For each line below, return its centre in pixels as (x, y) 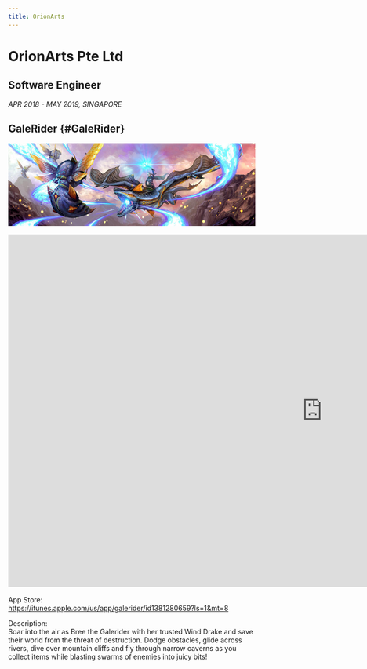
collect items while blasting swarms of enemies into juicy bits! (108, 657)
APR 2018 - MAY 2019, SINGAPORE (65, 104)
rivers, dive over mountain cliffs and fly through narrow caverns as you (122, 649)
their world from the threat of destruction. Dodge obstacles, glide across (125, 640)
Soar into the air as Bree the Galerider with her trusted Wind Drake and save (131, 632)
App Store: (25, 600)
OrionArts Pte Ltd (66, 56)
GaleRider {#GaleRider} (67, 129)
